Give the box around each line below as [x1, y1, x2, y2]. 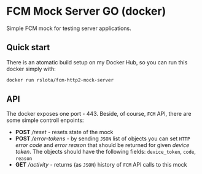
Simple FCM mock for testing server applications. [6, 25, 132, 32]
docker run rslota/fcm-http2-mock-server [6, 77, 114, 83]
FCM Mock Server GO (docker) [6, 4, 166, 18]
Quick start [6, 42, 50, 53]
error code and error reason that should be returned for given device [15, 142, 190, 149]
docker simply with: [6, 65, 56, 72]
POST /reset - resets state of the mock [15, 129, 114, 136]
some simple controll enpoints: [6, 116, 84, 124]
